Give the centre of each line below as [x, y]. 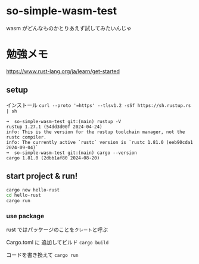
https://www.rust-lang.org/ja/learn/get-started [63, 71]
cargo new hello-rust [33, 190]
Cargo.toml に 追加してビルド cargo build [57, 243]
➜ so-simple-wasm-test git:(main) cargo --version [71, 153]
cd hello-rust [24, 195]
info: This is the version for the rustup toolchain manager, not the [96, 132]
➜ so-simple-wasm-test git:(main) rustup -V [63, 121]
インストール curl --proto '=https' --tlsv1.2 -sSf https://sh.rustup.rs [99, 105]
